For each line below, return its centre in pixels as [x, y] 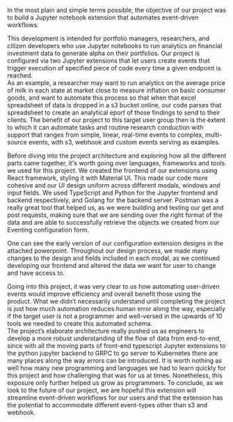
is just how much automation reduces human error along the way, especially [116, 309]
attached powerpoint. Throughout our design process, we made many [107, 251]
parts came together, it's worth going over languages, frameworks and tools [116, 163]
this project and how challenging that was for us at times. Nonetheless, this [115, 375]
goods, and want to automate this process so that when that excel [102, 98]
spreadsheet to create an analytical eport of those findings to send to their [114, 112]
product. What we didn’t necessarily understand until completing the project [116, 301]
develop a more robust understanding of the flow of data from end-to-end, [114, 338]
